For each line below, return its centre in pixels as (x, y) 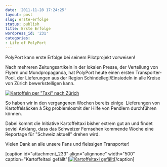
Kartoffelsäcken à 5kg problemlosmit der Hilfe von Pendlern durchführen (81, 108)
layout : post (19, 15)
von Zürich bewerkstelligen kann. (40, 83)
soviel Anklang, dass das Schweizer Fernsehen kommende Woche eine (79, 129)
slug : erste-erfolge (27, 19)
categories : (18, 38)
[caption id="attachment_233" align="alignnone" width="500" (70, 154)
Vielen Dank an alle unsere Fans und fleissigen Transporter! (67, 144)
